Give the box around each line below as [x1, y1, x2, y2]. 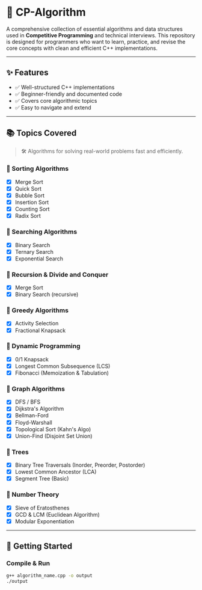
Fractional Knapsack [14, 327, 66, 334]
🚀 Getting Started [6, 541, 73, 552]
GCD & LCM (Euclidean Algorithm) [14, 511, 100, 518]
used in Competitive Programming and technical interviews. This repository [6, 31, 195, 38]
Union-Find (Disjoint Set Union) [14, 432, 93, 440]
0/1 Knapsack [14, 355, 49, 363]
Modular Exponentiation [14, 517, 75, 525]
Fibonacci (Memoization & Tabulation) [14, 369, 109, 376]
